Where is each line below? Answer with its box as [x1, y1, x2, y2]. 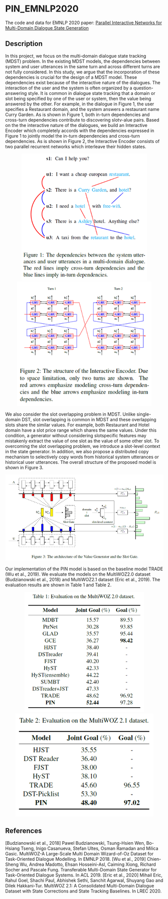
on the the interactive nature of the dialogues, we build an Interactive [5, 122, 148, 128]
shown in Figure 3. [5, 465, 44, 471]
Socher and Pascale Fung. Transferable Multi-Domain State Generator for [5, 866, 157, 872]
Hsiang [5, 845, 20, 851]
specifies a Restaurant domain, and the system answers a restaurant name [5, 106, 159, 112]
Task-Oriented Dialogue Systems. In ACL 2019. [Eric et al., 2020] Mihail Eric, [5, 872, 163, 878]
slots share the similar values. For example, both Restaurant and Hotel [5, 422, 149, 428]
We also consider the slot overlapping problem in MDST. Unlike [5, 411, 136, 417]
